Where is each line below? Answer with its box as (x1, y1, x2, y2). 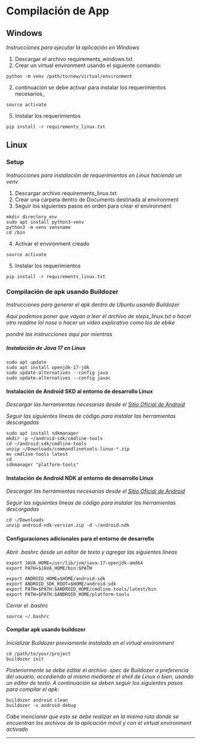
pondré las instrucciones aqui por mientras (6, 330, 112, 337)
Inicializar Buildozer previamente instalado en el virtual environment (6, 639, 175, 647)
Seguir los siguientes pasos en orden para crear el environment (14, 202, 172, 209)
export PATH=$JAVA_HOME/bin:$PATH (6, 565, 93, 571)
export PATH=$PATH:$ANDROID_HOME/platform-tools (6, 591, 130, 597)
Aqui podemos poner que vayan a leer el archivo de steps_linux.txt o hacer (6, 312, 192, 319)
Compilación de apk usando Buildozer (6, 287, 118, 295)
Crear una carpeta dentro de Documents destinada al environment (14, 196, 179, 203)
